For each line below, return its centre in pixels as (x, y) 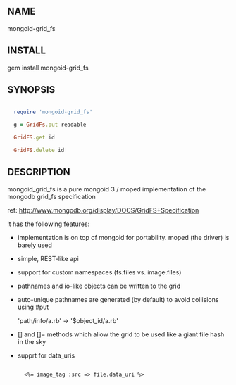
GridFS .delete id (39, 151)
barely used (35, 245)
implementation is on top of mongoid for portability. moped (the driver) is (123, 237)
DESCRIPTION (39, 172)
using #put (33, 307)
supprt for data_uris (46, 355)
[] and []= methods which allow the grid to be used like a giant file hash (121, 334)
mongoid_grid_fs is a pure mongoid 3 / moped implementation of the (107, 189)
